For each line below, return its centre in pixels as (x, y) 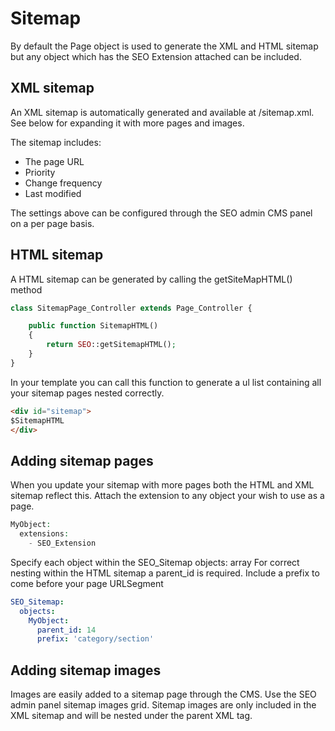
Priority (40, 172)
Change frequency (63, 183)
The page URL (54, 161)
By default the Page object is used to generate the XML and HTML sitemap (164, 46)
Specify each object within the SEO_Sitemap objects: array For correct (155, 562)
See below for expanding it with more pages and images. (127, 123)
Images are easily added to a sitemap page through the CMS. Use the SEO (163, 694)
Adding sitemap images (86, 670)
